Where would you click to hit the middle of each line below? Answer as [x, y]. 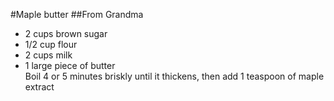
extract [39, 87]
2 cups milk [48, 55]
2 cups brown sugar [66, 33]
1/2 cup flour [51, 44]
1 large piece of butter [70, 65]
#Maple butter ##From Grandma [77, 14]
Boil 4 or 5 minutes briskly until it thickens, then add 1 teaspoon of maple [174, 76]
